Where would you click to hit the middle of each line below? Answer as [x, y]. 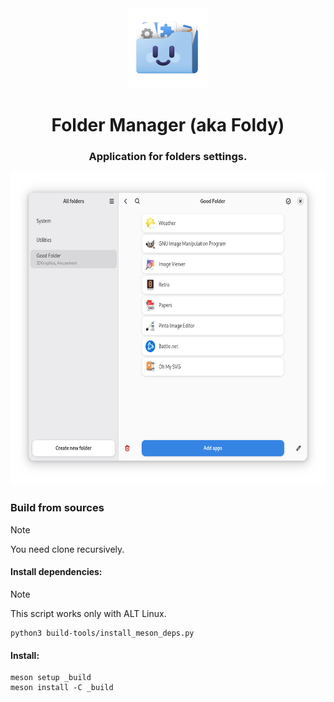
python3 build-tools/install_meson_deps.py [102, 633]
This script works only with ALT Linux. [88, 613]
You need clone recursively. [67, 549]
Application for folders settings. [168, 157]
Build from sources [57, 508]
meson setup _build [51, 678]
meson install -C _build [62, 688]
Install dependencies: [56, 572]
